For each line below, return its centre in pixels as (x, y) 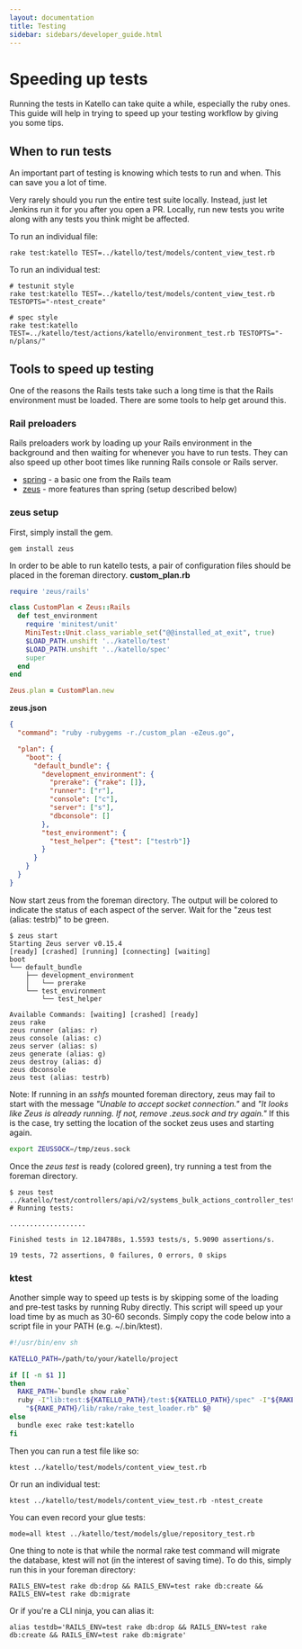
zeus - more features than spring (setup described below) (130, 489)
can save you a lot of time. (58, 183)
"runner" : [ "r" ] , (82, 791)
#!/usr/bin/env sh (44, 1342)
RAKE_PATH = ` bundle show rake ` (74, 1392)
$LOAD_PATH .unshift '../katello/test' (98, 641)
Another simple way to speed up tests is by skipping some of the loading (144, 1297)
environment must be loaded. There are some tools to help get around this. (148, 400)
